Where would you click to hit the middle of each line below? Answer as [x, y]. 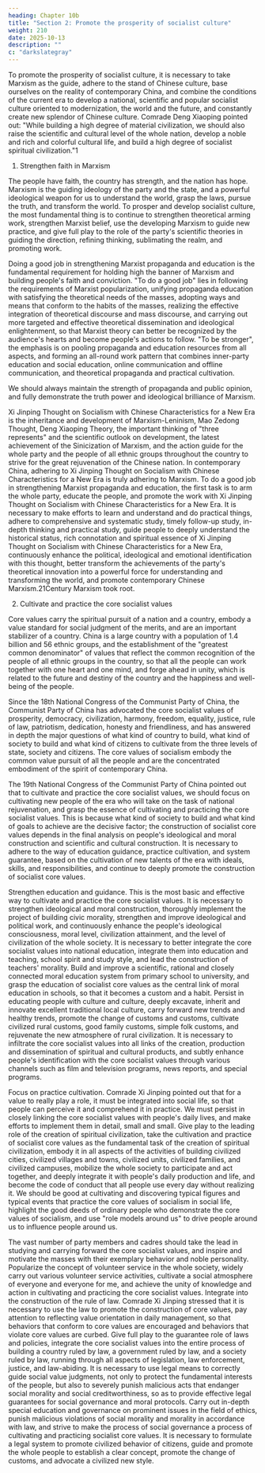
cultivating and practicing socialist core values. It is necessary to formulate [130, 1435]
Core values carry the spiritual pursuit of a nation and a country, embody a [130, 619]
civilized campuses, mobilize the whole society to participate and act [121, 1168]
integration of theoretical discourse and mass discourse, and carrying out [128, 314]
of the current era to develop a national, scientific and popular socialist [123, 100]
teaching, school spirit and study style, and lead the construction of [118, 959]
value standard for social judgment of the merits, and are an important [123, 627]
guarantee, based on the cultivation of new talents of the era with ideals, [126, 860]
